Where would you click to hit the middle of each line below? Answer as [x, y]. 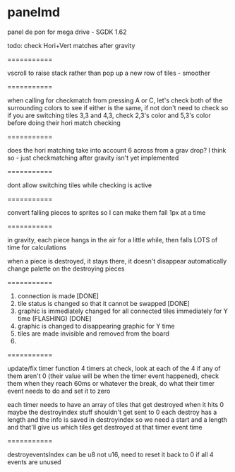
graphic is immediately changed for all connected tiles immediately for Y [122, 311]
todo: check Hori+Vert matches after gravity [71, 45]
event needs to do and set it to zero [59, 391]
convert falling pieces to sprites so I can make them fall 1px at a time [107, 212]
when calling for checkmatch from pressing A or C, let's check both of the [115, 100]
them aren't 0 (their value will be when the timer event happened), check [113, 376]
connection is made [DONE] [58, 296]
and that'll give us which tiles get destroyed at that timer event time [105, 427]
